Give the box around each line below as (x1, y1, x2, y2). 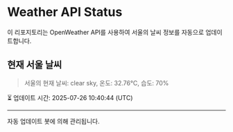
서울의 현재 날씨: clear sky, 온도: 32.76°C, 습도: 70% (24, 79, 169, 87)
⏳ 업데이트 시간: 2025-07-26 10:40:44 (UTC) (7, 93, 133, 101)
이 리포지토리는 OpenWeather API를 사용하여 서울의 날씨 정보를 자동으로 (7, 28, 205, 36)
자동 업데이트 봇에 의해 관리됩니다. (7, 117, 100, 125)
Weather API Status (7, 4, 123, 20)
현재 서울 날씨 (7, 59, 62, 71)
